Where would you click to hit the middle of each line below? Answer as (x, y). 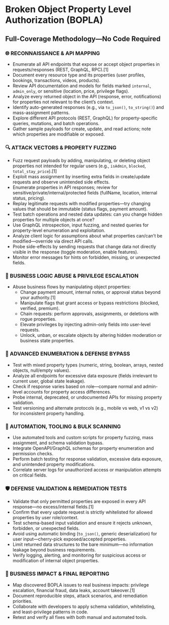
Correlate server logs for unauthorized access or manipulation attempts (87, 470)
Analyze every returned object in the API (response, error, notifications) (87, 96)
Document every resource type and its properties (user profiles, (79, 75)
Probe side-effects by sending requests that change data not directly (84, 247)
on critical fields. (30, 475)
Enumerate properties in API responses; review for (65, 187)
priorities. (22, 601)
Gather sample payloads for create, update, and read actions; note (82, 129)
